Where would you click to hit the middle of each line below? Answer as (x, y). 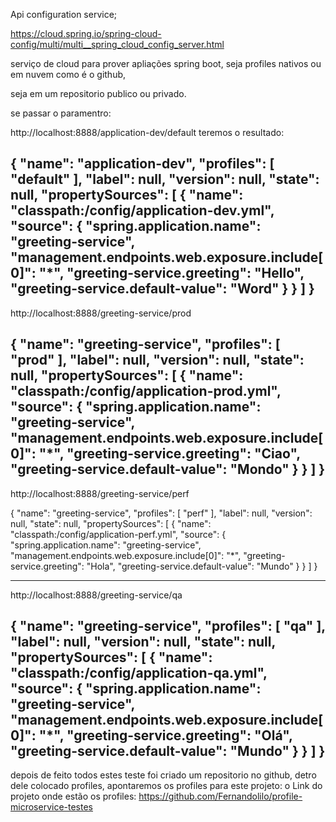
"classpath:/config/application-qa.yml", (139, 673)
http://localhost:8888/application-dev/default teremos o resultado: (147, 132)
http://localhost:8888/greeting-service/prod (101, 313)
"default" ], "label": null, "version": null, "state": (165, 179)
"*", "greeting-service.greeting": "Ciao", (169, 454)
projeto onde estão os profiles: (73, 796)
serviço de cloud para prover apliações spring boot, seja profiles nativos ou (166, 63)
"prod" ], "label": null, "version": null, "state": (157, 360)
